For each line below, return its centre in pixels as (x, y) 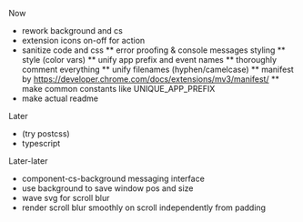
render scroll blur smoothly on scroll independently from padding (143, 207)
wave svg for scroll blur (66, 198)
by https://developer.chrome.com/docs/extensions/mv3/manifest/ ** (150, 79)
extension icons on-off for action (83, 40)
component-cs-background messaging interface (113, 178)
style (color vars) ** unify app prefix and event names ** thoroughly (149, 60)
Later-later (28, 161)
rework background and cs (72, 30)
